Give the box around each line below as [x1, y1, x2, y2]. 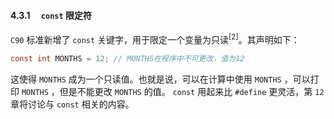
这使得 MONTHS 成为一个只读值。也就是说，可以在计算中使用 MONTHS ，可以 [10, 73, 311, 85]
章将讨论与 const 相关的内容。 [10, 98, 135, 110]
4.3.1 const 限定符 [10, 9, 92, 21]
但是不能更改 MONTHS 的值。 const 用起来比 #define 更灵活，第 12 [59, 85, 325, 97]
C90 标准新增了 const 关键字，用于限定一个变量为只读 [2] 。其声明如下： [10, 32, 300, 45]
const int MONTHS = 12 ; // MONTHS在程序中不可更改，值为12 [10, 53, 245, 64]
